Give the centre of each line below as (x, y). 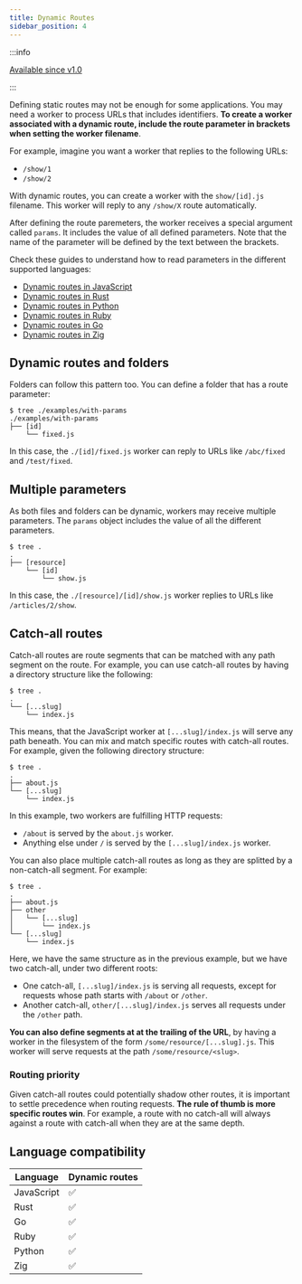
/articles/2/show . (43, 605)
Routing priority (45, 1074)
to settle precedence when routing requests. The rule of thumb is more (142, 1104)
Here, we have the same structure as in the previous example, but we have (148, 958)
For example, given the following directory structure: (107, 751)
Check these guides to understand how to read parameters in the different (148, 260)
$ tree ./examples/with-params (68, 411)
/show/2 (37, 179)
